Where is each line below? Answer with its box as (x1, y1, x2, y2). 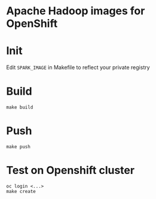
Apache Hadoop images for (6, 4, 145, 18)
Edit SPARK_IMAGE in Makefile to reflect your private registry (6, 64, 151, 71)
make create (6, 188, 36, 194)
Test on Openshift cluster (6, 164, 135, 177)
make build (6, 104, 33, 111)
